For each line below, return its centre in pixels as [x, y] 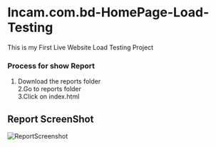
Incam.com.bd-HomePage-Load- [108, 12]
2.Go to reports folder [50, 89]
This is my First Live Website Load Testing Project [81, 47]
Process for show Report [51, 66]
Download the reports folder [59, 81]
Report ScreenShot [51, 119]
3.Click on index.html [48, 96]
